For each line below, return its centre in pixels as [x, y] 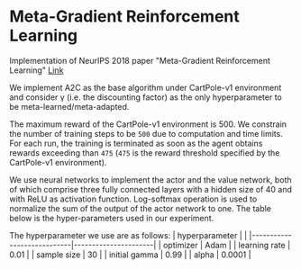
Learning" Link [36, 70]
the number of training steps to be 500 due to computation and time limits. [146, 133]
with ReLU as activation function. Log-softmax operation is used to [133, 199]
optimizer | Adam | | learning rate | [227, 245]
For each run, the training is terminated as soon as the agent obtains [136, 143]
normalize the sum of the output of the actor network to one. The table [141, 208]
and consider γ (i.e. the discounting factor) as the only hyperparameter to [146, 97]
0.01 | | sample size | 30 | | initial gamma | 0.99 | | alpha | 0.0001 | [130, 255]
